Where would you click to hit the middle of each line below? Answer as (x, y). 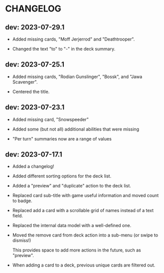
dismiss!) (22, 240)
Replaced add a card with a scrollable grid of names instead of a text (83, 210)
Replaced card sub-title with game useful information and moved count (85, 195)
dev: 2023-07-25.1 (35, 65)
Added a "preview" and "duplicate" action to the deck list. (72, 186)
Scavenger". (25, 82)
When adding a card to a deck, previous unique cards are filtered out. (84, 265)
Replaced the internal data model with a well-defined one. (72, 225)
